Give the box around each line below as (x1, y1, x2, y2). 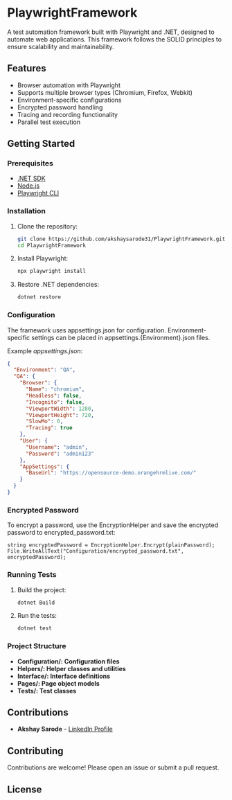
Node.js (17, 181, 40, 190)
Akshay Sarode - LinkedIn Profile (17, 725, 113, 734)
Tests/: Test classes (17, 686, 77, 695)
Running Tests (7, 570, 57, 580)
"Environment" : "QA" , (13, 366, 76, 373)
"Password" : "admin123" (25, 450, 95, 457)
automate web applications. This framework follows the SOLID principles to (7, 35, 222, 43)
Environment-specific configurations (17, 96, 122, 104)
